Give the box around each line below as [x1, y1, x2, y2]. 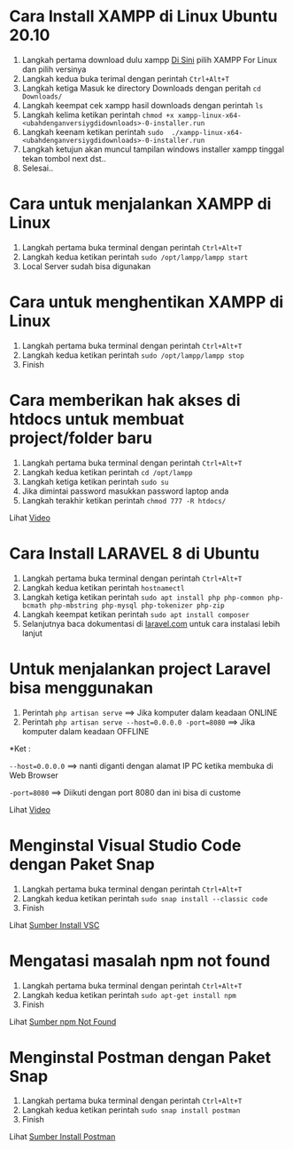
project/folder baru [9, 428, 153, 448]
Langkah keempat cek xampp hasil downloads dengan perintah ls [21, 99, 264, 110]
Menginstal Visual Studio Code [9, 835, 242, 855]
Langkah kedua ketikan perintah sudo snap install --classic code [21, 892, 268, 903]
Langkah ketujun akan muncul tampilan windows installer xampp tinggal [21, 144, 285, 155]
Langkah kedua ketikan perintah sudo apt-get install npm [21, 989, 236, 1000]
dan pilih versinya [21, 64, 87, 75]
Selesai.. [21, 163, 54, 173]
